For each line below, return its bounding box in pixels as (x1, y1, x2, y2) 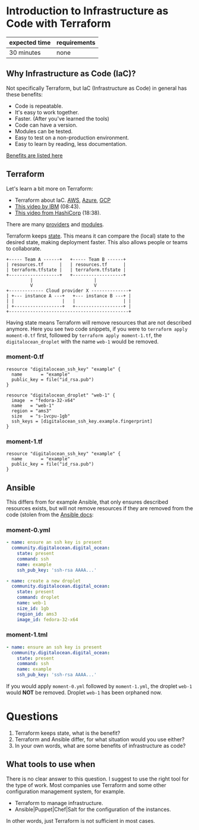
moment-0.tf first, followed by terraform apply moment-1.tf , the (6, 332, 162, 339)
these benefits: (6, 91, 43, 98)
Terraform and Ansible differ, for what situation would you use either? (14, 736, 185, 742)
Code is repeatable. (14, 102, 64, 110)
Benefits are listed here (6, 152, 64, 159)
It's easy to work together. (14, 108, 79, 116)
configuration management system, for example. (6, 788, 125, 795)
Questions (6, 710, 58, 723)
